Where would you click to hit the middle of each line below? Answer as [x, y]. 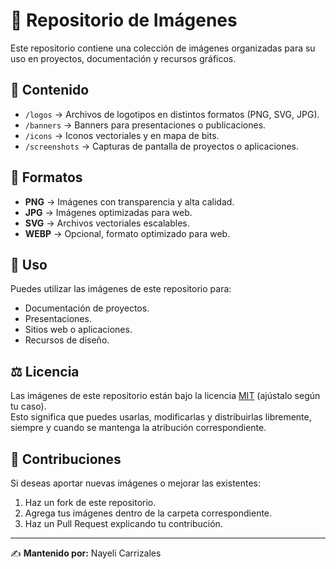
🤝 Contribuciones [66, 459]
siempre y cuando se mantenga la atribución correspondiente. [138, 428]
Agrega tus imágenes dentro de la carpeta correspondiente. [148, 513]
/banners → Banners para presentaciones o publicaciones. [145, 125]
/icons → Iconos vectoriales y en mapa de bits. [122, 135]
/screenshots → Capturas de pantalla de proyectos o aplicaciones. [162, 146]
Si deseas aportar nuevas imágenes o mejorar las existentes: [136, 483]
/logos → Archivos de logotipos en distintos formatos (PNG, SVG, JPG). [172, 114]
